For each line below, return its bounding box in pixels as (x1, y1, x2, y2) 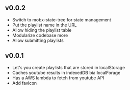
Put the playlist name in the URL (12, 22, 77, 28)
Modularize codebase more (12, 32, 68, 38)
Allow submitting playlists (12, 37, 64, 43)
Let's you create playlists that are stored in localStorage (12, 64, 125, 70)
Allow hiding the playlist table (12, 27, 72, 33)
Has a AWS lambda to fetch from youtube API (12, 75, 104, 81)
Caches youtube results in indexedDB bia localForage (12, 70, 121, 75)
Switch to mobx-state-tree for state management (12, 17, 111, 22)
